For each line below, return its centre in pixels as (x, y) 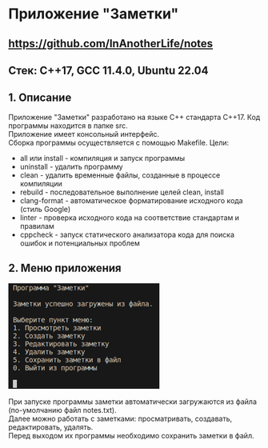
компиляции (41, 183)
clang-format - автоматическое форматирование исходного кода (131, 200)
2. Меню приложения (65, 268)
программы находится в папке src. (68, 126)
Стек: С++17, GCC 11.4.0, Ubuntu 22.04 (108, 70)
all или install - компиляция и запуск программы (102, 158)
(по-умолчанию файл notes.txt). (63, 410)
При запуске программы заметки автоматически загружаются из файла (133, 402)
